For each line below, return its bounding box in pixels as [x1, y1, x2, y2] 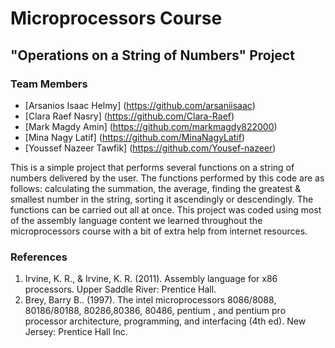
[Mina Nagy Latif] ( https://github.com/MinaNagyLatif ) [24, 131, 245, 143]
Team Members [10, 77, 88, 91]
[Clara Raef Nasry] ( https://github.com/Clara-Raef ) [24, 110, 235, 122]
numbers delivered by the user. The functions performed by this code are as [10, 172, 325, 184]
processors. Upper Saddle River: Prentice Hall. [24, 283, 217, 296]
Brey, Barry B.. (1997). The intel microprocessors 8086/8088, [24, 294, 277, 306]
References [10, 250, 68, 264]
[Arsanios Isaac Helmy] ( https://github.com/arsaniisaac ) [24, 99, 256, 111]
